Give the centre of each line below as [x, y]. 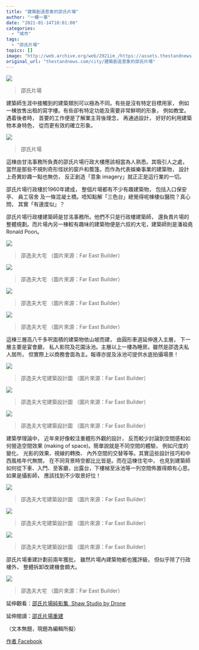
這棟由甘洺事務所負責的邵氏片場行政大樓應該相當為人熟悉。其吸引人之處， [97, 162]
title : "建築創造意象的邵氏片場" [42, 12]
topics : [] [20, 51]
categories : [21, 28]
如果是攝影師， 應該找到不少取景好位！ [54, 475]
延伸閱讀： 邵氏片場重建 [35, 616]
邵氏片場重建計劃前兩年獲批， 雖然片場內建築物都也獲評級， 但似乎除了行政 [98, 559]
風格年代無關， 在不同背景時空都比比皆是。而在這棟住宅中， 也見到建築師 [101, 460]
